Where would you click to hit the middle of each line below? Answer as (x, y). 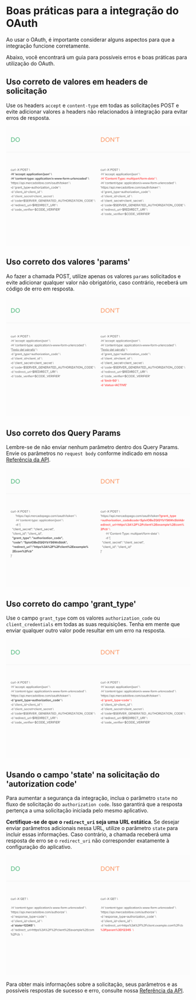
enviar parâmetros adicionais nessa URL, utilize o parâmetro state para (92, 828)
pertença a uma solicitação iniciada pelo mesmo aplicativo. (77, 811)
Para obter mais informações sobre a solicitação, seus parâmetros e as (92, 984)
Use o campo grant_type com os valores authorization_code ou (83, 618)
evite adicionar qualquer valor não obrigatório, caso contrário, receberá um (97, 282)
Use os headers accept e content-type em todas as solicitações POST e (93, 105)
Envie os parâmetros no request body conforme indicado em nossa (87, 453)
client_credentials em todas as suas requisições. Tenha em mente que (93, 624)
